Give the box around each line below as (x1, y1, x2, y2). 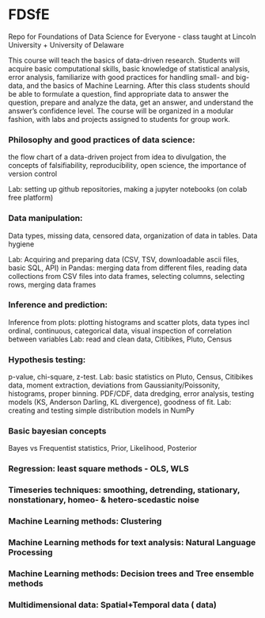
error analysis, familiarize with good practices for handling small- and (8, 72, 235, 82)
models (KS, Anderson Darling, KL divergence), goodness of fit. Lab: (8, 398, 232, 407)
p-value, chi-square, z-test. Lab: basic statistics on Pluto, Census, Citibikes (8, 372, 253, 382)
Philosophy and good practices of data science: (8, 134, 195, 145)
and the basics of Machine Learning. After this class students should (26, 81, 251, 90)
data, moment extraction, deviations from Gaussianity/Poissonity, (8, 380, 221, 390)
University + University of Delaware (8, 40, 124, 49)
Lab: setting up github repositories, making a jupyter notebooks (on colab (8, 185, 248, 194)
